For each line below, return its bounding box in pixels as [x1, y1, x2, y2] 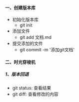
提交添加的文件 [12, 40, 43, 47]
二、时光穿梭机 [5, 59, 36, 65]
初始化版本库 [12, 16, 39, 22]
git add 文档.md [19, 34, 52, 40]
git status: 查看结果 [12, 85, 51, 91]
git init [19, 22, 33, 28]
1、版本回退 [5, 71, 29, 77]
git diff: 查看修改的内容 [12, 91, 59, 97]
